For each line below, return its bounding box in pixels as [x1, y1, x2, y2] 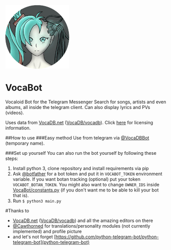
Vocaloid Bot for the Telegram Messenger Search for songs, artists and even [5, 99, 166, 105]
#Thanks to [5, 207, 30, 213]
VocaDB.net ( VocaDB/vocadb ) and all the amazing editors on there [12, 217, 153, 224]
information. [5, 125, 31, 131]
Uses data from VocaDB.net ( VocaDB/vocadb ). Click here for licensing [5, 119, 153, 125]
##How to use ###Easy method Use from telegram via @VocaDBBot [5, 134, 150, 141]
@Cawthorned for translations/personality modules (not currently [12, 223, 151, 229]
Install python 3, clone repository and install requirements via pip [12, 165, 149, 171]
